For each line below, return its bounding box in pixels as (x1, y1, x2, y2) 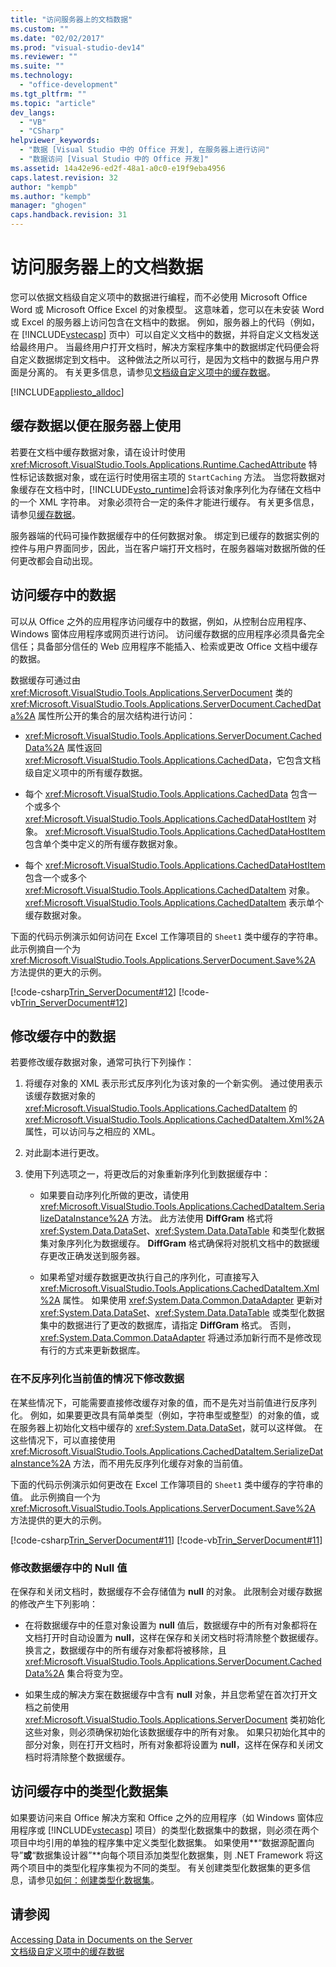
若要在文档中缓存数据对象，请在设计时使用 (10, 446, 186, 458)
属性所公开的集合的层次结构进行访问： (37, 709, 196, 721)
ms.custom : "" (10, 24, 70, 34)
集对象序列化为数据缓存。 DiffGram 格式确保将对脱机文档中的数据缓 (39, 1237, 320, 1250)
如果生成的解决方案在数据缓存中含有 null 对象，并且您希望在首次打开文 (24, 1688, 318, 1700)
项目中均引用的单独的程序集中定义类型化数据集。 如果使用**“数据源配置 (10, 1836, 307, 1848)
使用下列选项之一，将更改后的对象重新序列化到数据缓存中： (24, 1168, 271, 1180)
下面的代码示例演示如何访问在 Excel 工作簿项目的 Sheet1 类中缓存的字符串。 (10, 930, 323, 942)
